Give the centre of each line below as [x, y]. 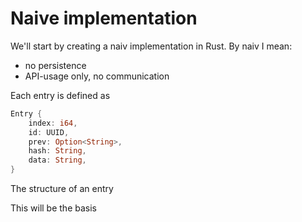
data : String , [57, 160]
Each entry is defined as [60, 95]
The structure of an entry [62, 189]
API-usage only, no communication [97, 76]
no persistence [55, 65]
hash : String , [57, 151]
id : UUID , [49, 132]
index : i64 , [53, 123]
